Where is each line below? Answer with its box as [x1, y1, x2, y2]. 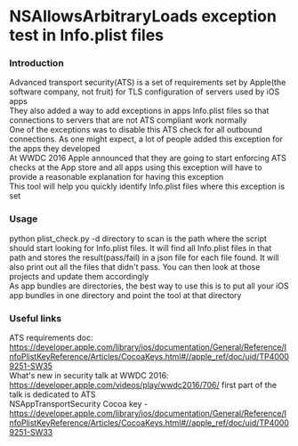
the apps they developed [9, 143, 101, 154]
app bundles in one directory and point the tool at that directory [9, 289, 242, 300]
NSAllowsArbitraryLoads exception [9, 6, 278, 27]
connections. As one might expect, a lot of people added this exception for [9, 134, 283, 144]
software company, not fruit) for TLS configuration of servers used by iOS [9, 86, 280, 97]
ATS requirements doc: [9, 332, 93, 344]
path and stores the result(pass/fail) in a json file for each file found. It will [9, 252, 279, 263]
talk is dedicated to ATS [9, 389, 96, 400]
